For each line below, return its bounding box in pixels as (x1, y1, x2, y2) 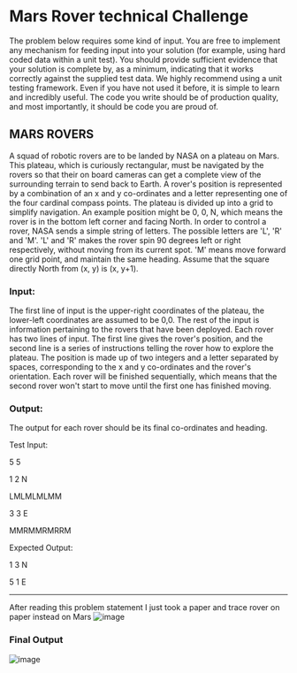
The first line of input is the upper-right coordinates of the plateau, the (9, 305, 265, 316)
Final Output (9, 634, 64, 646)
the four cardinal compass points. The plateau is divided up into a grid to (9, 197, 274, 208)
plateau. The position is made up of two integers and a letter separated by (9, 352, 279, 363)
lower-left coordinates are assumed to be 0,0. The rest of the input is (9, 315, 260, 325)
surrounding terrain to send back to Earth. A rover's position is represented (9, 179, 283, 189)
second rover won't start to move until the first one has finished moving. (9, 380, 272, 391)
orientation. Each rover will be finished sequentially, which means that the (9, 371, 278, 382)
